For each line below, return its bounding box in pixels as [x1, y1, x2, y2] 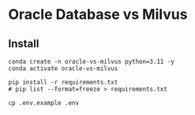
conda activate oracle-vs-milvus [8, 65, 118, 72]
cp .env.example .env [8, 99, 80, 107]
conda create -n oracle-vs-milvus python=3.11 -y [8, 57, 175, 65]
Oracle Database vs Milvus [8, 6, 188, 24]
